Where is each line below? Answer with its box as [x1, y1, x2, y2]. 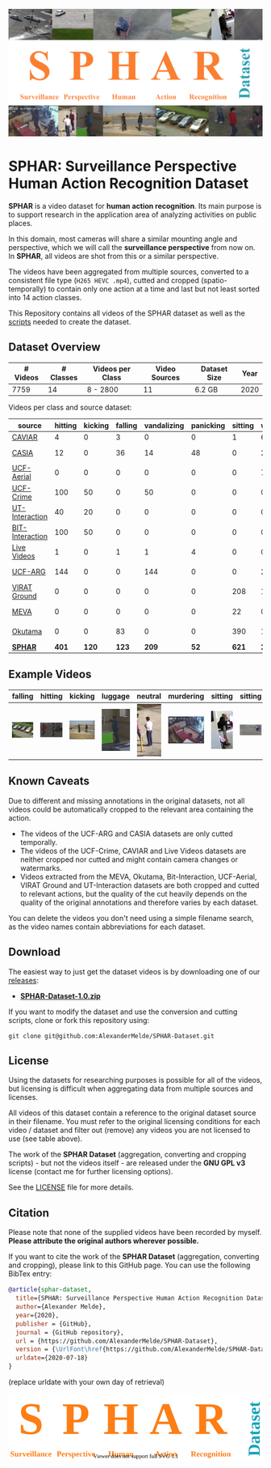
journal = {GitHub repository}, [15, 1328, 125, 1336]
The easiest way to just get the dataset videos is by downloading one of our [8, 966, 261, 976]
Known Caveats [8, 774, 90, 788]
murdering [168, 691, 204, 701]
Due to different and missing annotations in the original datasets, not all [8, 796, 245, 805]
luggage [101, 691, 131, 701]
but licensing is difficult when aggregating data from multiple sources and [8, 1084, 254, 1093]
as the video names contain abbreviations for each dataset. [8, 922, 206, 931]
